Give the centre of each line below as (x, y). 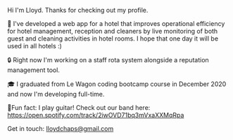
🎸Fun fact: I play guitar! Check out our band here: (79, 107)
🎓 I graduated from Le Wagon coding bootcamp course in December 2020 (117, 84)
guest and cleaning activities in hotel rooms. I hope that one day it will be (113, 38)
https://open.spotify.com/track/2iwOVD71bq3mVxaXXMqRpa (96, 115)
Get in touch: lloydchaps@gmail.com (61, 128)
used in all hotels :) (34, 46)
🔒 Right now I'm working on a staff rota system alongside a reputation (108, 60)
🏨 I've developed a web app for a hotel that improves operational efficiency (116, 23)
